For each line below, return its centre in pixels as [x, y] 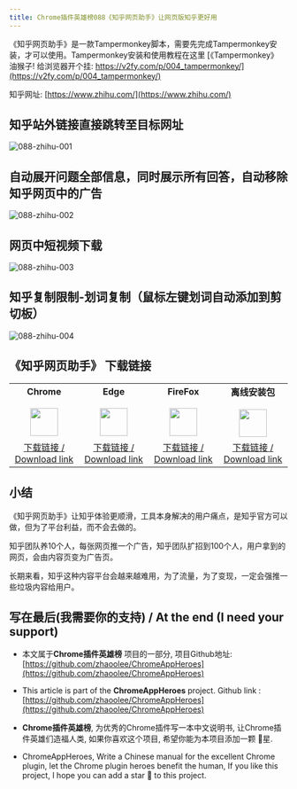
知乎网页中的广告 [56, 193]
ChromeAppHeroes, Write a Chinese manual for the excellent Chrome [148, 757]
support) [34, 632]
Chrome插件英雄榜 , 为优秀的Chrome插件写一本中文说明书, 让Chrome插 [152, 728]
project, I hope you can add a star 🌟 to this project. [114, 776]
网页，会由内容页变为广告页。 [63, 557]
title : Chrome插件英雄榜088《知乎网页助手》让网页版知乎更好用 [114, 17]
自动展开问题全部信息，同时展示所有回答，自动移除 [148, 177]
